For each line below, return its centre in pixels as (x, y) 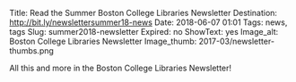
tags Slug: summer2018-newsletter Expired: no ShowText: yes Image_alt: (144, 32)
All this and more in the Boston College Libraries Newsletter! (120, 68)
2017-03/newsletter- (237, 41)
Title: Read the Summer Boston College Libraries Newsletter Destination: (144, 13)
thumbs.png (31, 51)
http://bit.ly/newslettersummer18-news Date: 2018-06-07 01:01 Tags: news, (148, 22)
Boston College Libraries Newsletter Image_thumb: (103, 41)
